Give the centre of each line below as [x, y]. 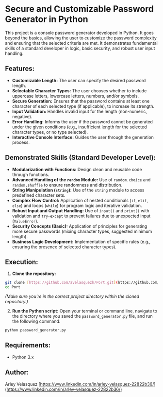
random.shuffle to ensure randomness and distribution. [67, 185]
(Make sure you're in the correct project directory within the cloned [72, 296]
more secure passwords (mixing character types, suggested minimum [82, 231]
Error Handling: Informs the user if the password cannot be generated [82, 121]
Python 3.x [23, 357]
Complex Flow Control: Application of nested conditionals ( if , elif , [80, 200]
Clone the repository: [34, 274]
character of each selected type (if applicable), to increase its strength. [83, 106]
